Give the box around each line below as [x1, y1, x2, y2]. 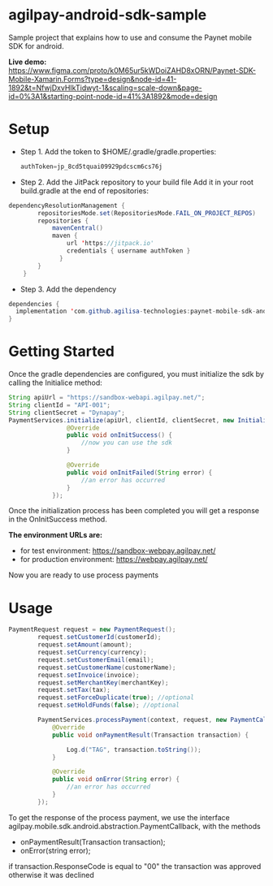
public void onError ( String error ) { [51, 776, 180, 784]
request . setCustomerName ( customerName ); [37, 663, 176, 672]
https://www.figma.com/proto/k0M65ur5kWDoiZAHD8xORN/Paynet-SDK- [8, 65, 256, 75]
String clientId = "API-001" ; [8, 400, 111, 409]
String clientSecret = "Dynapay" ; [8, 408, 126, 417]
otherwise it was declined [8, 870, 95, 880]
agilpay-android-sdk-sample [8, 6, 207, 24]
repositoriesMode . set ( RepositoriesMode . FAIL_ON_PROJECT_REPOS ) [37, 209, 256, 217]
